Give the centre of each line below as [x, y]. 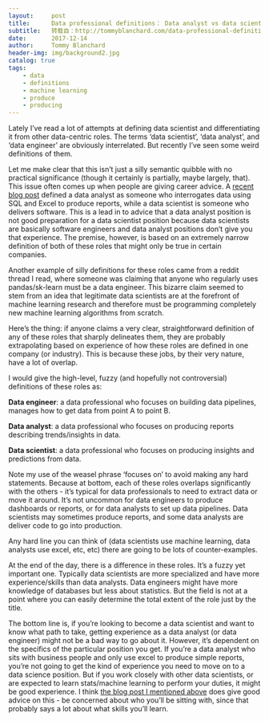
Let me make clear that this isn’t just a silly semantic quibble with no [120, 169]
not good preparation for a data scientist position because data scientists [129, 221]
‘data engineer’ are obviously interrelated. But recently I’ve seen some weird [134, 145]
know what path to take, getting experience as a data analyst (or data [122, 632]
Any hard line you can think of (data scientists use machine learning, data [129, 541]
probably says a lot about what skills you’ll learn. [88, 709]
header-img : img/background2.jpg [64, 53]
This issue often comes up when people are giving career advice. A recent [131, 186]
